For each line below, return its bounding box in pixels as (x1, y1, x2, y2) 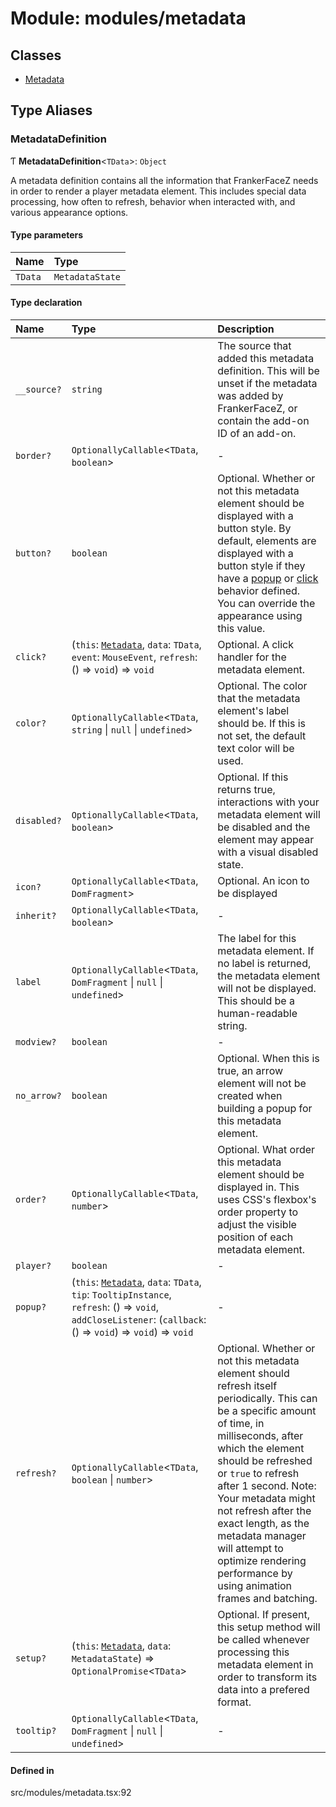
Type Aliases (10, 102, 93, 119)
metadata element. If (217, 944, 315, 958)
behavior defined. (217, 584, 301, 598)
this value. (217, 622, 266, 636)
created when (217, 1089, 283, 1103)
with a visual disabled (217, 845, 319, 859)
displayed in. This (217, 1180, 300, 1194)
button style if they (217, 559, 306, 573)
